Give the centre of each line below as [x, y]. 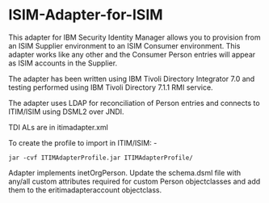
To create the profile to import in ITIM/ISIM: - [83, 142]
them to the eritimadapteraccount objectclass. [85, 190]
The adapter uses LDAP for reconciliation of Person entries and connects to [134, 103]
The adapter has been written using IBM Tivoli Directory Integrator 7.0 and [132, 78]
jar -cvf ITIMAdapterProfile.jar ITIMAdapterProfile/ [101, 158]
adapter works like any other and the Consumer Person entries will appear [132, 54]
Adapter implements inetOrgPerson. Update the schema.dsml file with [125, 172]
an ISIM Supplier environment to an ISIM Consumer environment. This [124, 45]
